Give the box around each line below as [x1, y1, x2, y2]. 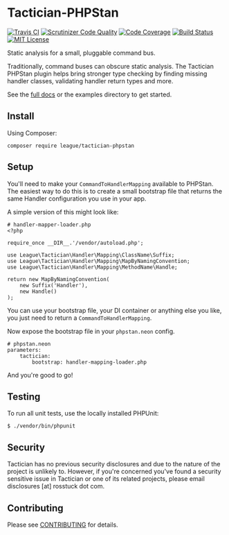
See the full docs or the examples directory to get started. [7, 90, 172, 99]
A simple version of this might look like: [7, 207, 119, 216]
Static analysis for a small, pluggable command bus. [7, 49, 156, 57]
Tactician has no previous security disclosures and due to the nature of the [7, 460, 221, 468]
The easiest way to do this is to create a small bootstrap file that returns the [7, 187, 223, 195]
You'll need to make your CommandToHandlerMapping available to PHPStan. [7, 179, 214, 188]
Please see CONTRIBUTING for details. [7, 520, 119, 529]
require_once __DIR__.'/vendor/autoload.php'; [7, 239, 144, 246]
